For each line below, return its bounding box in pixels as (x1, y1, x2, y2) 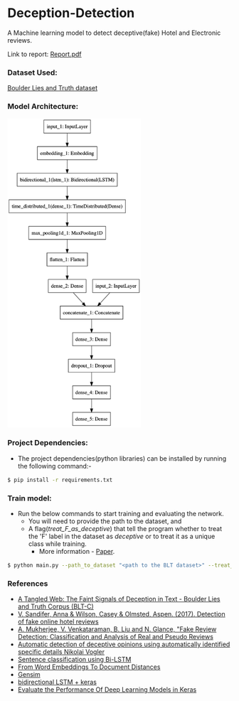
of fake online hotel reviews (17, 617, 99, 626)
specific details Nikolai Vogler (17, 648, 105, 656)
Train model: (7, 493, 52, 503)
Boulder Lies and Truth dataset (7, 84, 98, 92)
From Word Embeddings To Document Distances (17, 663, 161, 671)
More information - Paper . (38, 547, 115, 556)
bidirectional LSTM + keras (17, 678, 97, 687)
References (7, 578, 48, 588)
